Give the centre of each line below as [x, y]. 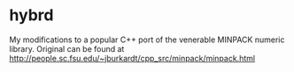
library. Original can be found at [67, 48]
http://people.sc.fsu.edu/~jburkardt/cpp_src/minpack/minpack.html [132, 58]
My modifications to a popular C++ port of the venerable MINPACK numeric [147, 40]
